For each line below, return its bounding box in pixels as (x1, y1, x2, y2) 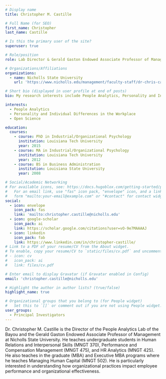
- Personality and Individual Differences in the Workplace (9, 111, 136, 116)
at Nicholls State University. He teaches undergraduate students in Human (5, 336, 157, 342)
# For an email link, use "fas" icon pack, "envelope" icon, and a (5, 189, 152, 194)
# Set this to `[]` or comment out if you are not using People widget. (5, 303, 163, 308)
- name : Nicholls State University (9, 75, 83, 80)
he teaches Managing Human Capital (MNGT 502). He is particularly (5, 357, 144, 364)
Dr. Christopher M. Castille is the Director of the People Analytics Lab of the (5, 326, 159, 332)
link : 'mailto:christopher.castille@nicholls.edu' (14, 212, 121, 217)
